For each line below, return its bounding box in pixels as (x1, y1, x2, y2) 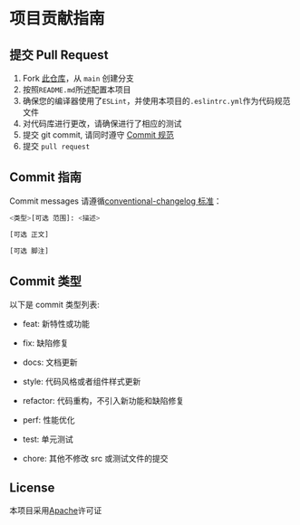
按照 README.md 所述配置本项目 (22, 84, 131, 95)
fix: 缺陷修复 (22, 338, 69, 348)
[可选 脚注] (9, 246, 50, 255)
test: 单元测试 (22, 434, 74, 444)
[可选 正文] (9, 230, 50, 239)
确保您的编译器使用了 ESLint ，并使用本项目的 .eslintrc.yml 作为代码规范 (22, 96, 291, 106)
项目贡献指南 (9, 8, 106, 29)
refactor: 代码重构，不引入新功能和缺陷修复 (22, 396, 184, 406)
